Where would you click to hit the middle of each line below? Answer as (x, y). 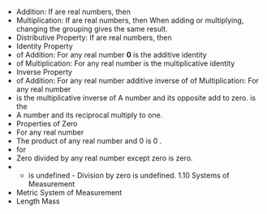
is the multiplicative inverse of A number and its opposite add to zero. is (136, 98)
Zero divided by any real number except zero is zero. (104, 158)
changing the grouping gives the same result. (92, 29)
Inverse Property (44, 72)
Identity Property (44, 46)
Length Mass (38, 201)
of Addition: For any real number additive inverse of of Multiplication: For (138, 81)
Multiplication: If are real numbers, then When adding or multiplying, (130, 20)
